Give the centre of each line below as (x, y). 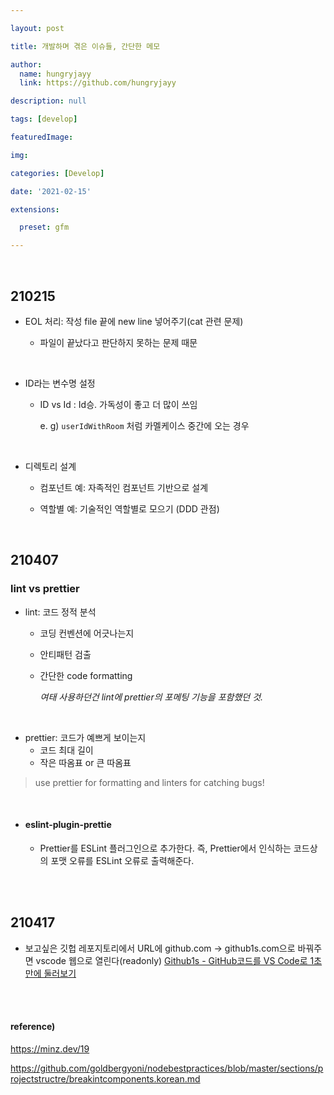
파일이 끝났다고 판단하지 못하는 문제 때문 (118, 342)
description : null (48, 101)
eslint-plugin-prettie (68, 825)
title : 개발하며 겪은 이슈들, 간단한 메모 (85, 46)
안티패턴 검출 (65, 654)
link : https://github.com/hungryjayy (98, 83)
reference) (33, 1027)
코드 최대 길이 (66, 750)
